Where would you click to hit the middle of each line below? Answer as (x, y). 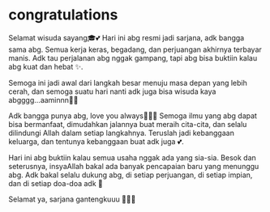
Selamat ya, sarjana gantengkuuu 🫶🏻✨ (72, 199)
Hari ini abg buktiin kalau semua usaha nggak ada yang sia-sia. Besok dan (133, 157)
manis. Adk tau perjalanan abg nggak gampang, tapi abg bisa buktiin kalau (133, 57)
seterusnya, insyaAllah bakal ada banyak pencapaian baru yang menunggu (134, 166)
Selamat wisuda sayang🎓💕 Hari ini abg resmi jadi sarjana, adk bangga (126, 37)
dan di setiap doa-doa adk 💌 (56, 183)
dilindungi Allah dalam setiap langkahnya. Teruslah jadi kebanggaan (122, 133)
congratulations (63, 15)
